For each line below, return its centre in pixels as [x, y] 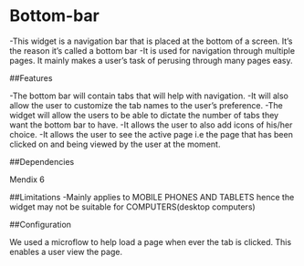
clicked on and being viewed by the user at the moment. [115, 144]
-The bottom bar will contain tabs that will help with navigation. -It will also [149, 96]
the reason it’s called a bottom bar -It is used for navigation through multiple [152, 50]
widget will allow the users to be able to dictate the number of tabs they [144, 115]
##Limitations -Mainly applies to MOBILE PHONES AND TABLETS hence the [152, 197]
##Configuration [40, 224]
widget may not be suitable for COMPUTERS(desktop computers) [132, 207]
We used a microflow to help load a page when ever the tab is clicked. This [151, 241]
